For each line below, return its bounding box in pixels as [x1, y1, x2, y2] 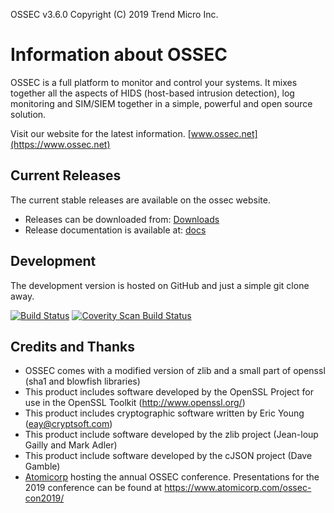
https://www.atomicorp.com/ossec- [164, 482, 312, 494]
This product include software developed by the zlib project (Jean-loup [24, 429, 319, 441]
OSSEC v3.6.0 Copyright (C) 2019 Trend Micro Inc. [10, 9, 219, 20]
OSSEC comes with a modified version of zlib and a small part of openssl [24, 365, 326, 377]
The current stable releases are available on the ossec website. [10, 194, 271, 206]
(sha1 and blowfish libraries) [24, 375, 141, 388]
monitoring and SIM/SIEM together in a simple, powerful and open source [10, 97, 313, 109]
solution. [10, 108, 47, 120]
